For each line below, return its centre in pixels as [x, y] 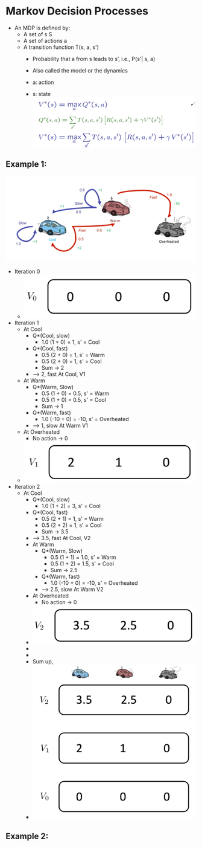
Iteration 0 [27, 272]
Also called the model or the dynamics [80, 70]
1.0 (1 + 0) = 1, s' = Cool [71, 342]
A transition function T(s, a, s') [61, 47]
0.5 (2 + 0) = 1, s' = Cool [71, 361]
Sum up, [43, 661]
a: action [43, 82]
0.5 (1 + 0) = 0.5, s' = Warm [75, 393]
